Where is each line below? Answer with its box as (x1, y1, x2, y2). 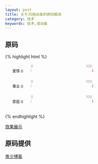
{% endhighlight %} (5, 113, 45, 120)
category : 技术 (5, 16, 35, 22)
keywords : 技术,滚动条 (5, 21, 48, 26)
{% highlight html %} (5, 54, 48, 60)
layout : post (5, 7, 32, 12)
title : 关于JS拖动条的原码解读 (5, 12, 62, 17)
